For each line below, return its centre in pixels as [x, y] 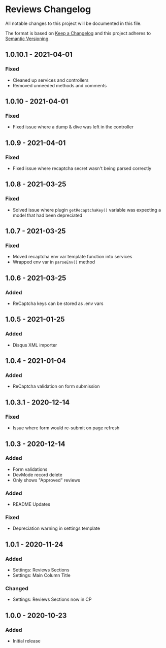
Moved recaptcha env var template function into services [72, 257]
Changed [17, 589]
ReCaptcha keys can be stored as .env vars [58, 303]
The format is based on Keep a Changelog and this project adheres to [78, 33]
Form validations [30, 469]
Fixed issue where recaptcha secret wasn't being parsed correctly [82, 168]
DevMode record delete [37, 474]
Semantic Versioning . [27, 39]
